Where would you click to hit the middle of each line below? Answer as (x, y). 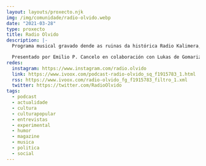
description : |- (27, 40)
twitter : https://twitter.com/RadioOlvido (67, 85)
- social (23, 153)
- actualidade (30, 103)
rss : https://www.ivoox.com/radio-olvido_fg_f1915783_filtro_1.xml (100, 80)
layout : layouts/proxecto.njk (45, 12)
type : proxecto (26, 29)
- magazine (26, 137)
